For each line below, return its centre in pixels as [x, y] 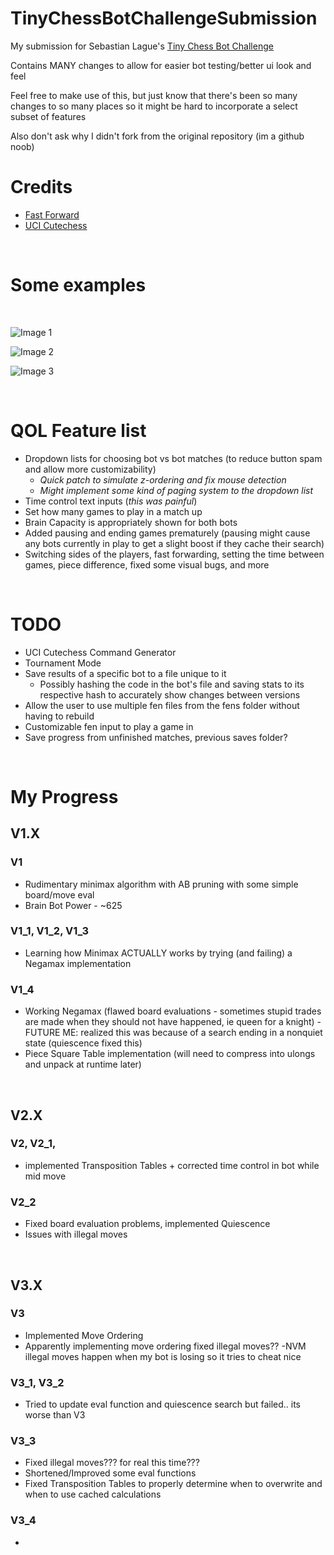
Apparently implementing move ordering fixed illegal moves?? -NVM [165, 1346]
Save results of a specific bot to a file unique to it [125, 673]
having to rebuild [59, 716]
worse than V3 [55, 1415]
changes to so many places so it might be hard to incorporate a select [154, 106]
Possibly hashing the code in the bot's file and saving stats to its [172, 684]
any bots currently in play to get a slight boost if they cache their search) [174, 543]
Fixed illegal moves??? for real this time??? [112, 1463]
